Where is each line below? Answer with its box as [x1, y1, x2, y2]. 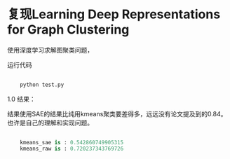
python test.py [20, 81, 65, 88]
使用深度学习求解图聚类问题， [7, 46, 93, 54]
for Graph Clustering [7, 22, 130, 38]
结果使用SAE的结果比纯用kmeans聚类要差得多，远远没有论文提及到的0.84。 [7, 109, 227, 118]
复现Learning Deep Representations [7, 6, 221, 22]
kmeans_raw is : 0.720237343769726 [20, 145, 124, 153]
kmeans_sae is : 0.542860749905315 [20, 139, 124, 146]
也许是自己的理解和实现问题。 [7, 118, 93, 127]
